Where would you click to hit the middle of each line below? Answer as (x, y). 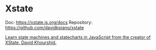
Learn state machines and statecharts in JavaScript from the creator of (78, 37)
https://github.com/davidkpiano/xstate (45, 27)
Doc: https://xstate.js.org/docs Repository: (49, 22)
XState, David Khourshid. (31, 42)
